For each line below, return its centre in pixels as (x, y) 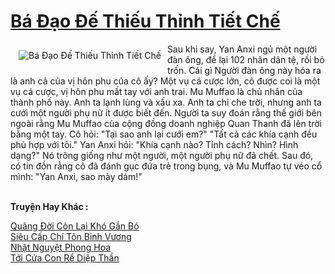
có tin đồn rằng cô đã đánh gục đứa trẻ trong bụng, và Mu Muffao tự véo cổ (166, 166)
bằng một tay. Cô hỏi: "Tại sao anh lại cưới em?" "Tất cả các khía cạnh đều (164, 134)
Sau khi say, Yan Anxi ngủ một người (242, 49)
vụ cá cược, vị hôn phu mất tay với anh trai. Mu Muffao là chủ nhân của (156, 91)
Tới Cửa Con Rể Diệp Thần (65, 257)
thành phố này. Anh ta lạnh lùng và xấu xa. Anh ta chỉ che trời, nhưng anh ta (166, 102)
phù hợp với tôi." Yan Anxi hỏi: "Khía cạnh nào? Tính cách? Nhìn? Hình (154, 144)
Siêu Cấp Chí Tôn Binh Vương (71, 236)
